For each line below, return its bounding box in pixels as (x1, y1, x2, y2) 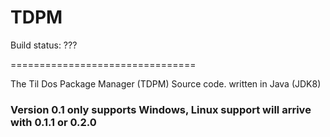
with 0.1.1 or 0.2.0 (10, 115, 97, 129)
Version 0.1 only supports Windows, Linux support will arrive (10, 102, 312, 116)
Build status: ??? (10, 39, 78, 51)
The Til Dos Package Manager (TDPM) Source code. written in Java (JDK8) (10, 77, 322, 90)
